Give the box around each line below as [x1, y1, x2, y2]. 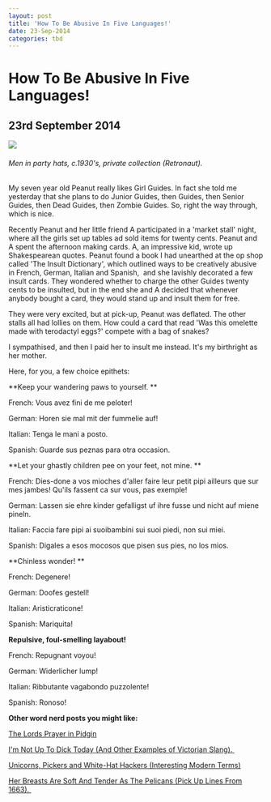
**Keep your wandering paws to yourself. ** [8, 382, 158, 392]
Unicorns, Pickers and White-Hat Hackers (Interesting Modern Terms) [8, 761, 241, 770]
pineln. [8, 510, 32, 519]
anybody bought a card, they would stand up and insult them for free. [8, 293, 240, 304]
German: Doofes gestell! [8, 588, 90, 598]
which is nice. [8, 209, 54, 219]
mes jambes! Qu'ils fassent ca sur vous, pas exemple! [8, 485, 188, 495]
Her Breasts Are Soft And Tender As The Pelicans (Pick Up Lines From [8, 776, 243, 786]
